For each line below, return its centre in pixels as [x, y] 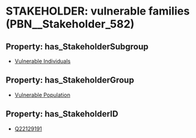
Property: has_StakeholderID [62, 114]
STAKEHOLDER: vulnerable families [98, 11]
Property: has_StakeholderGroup [70, 80]
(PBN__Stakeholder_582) [70, 24]
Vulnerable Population [42, 95]
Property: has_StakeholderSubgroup [77, 47]
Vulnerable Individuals [42, 61]
